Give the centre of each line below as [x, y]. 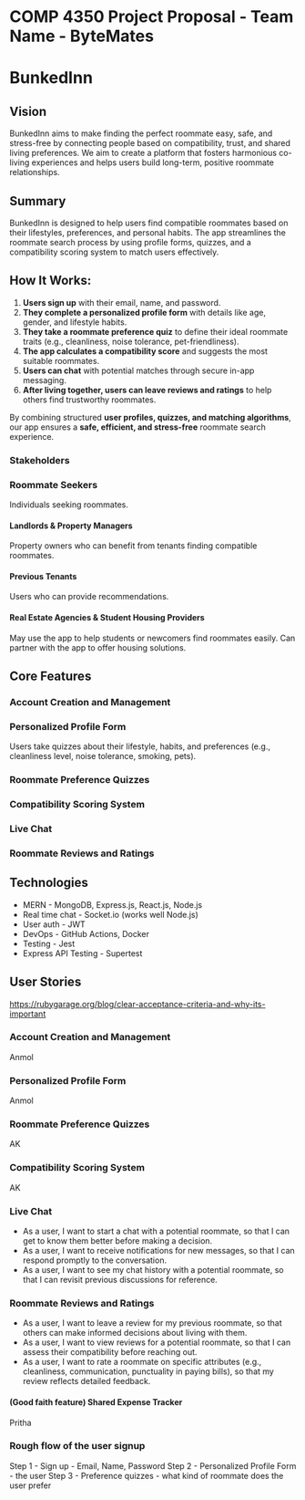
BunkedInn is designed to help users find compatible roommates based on [149, 223]
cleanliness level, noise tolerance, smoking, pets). [103, 756]
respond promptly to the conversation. [94, 1260]
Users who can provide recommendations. [89, 597]
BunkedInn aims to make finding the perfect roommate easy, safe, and [141, 133]
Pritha [20, 1422]
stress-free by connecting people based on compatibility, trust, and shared [150, 143]
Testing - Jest [49, 943]
